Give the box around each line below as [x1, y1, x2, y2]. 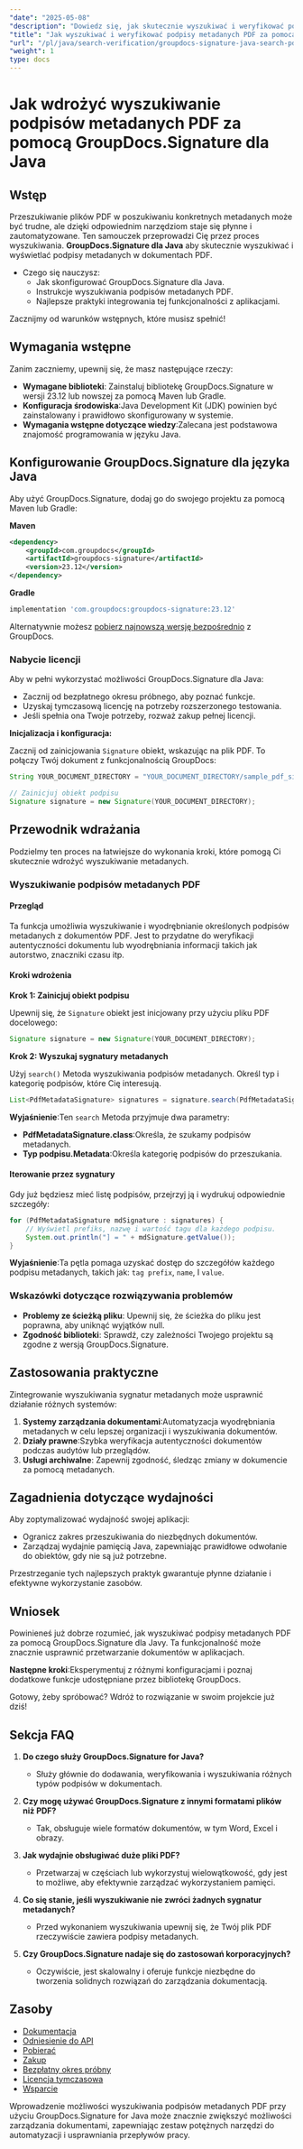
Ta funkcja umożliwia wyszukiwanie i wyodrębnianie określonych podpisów [9, 920, 290, 931]
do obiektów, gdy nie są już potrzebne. [22, 1551, 167, 1562]
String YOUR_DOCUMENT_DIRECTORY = [9, 772, 140, 781]
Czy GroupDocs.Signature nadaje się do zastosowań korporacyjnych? [22, 1948, 291, 1959]
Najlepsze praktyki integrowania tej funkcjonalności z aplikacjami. [35, 296, 280, 307]
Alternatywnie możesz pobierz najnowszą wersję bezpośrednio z [9, 621, 252, 632]
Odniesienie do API [22, 2035, 94, 2046]
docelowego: [9, 1017, 59, 1028]
